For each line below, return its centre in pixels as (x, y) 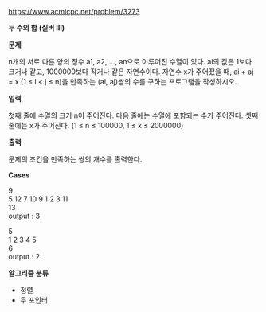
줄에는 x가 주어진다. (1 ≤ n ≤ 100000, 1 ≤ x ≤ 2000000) (96, 125)
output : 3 (24, 216)
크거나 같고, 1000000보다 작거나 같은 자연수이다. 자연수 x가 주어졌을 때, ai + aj (131, 72)
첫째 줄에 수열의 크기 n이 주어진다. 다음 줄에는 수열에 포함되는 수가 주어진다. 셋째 (133, 115)
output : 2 (24, 257)
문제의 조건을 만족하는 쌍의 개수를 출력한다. (75, 159)
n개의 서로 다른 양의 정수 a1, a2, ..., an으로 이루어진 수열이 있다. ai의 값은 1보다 (130, 62)
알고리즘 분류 (29, 273)
